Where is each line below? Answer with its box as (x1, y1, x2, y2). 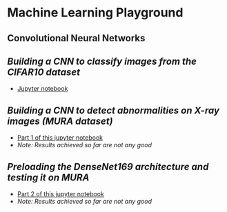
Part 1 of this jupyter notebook (17, 134, 103, 142)
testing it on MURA (7, 171, 90, 183)
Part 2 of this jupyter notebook (17, 190, 105, 198)
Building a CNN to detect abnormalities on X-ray (7, 105, 219, 116)
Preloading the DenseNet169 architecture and (7, 160, 209, 173)
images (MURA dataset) (7, 115, 113, 127)
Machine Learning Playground (7, 5, 184, 21)
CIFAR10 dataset (7, 66, 81, 78)
